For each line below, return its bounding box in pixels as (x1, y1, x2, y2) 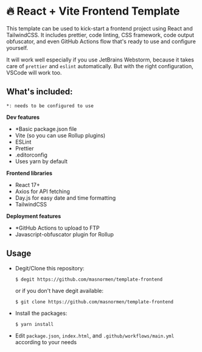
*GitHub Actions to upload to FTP (15, 224, 100, 231)
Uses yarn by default (15, 157, 68, 165)
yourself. (6, 44, 29, 51)
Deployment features (6, 212, 61, 220)
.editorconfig (15, 151, 47, 158)
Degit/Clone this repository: (15, 264, 85, 272)
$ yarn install (15, 321, 54, 327)
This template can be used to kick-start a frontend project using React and (6, 24, 193, 32)
